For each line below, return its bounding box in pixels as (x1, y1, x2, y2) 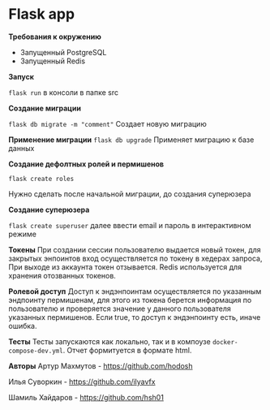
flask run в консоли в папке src (8, 87, 119, 97)
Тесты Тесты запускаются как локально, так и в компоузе (8, 336, 211, 346)
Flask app (8, 5, 75, 24)
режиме (8, 229, 36, 239)
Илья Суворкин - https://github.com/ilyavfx (8, 377, 156, 386)
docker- (212, 338, 238, 346)
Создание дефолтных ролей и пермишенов (8, 159, 165, 169)
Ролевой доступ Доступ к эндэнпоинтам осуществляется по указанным (8, 286, 262, 296)
